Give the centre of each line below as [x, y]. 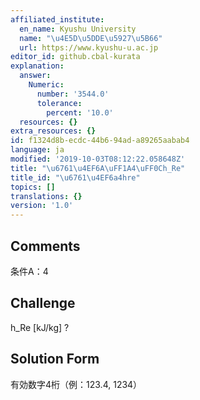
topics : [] [33, 187]
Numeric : [46, 85]
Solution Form [55, 359]
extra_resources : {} [53, 131]
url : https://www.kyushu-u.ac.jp [89, 47]
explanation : [37, 66]
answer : [35, 76]
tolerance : [59, 103]
